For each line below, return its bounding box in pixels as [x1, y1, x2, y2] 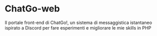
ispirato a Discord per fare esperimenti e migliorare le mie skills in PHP [5, 24, 151, 30]
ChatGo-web [5, 3, 60, 14]
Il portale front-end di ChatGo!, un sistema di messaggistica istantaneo [5, 19, 152, 25]
